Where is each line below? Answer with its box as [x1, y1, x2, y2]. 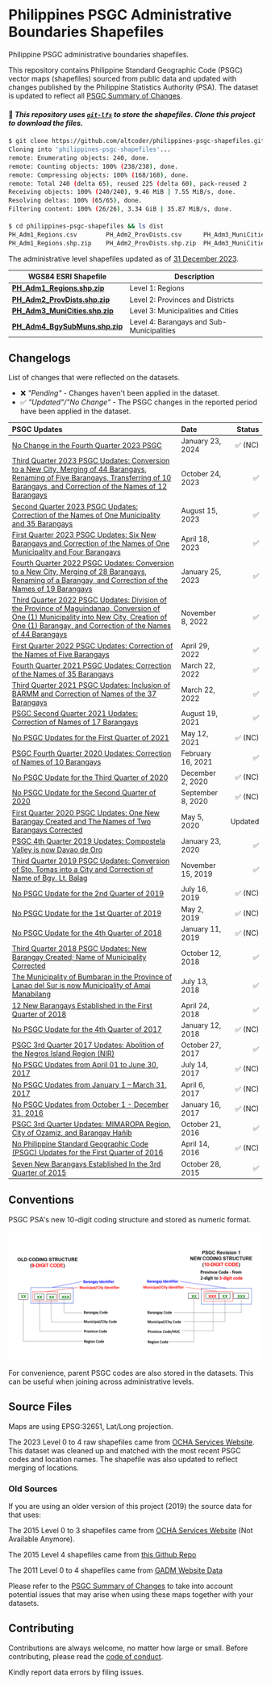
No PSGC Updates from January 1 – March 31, [11, 1079, 168, 1089]
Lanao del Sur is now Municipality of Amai [11, 981, 151, 991]
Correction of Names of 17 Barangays [11, 717, 139, 727]
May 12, [181, 728, 209, 738]
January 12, [181, 1020, 222, 1030]
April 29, [181, 640, 210, 651]
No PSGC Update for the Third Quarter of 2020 [11, 773, 169, 782]
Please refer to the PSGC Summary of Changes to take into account [8, 1581, 234, 1591]
